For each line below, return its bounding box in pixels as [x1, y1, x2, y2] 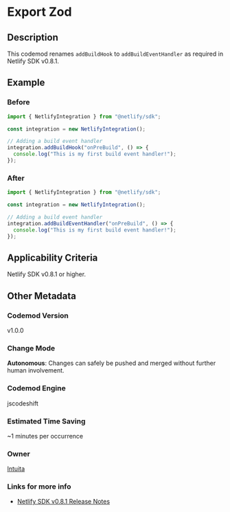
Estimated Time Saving [7, 416, 86, 426]
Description [7, 32, 58, 43]
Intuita [7, 465, 25, 473]
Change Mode [7, 343, 56, 353]
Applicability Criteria [7, 252, 98, 263]
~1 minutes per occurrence [7, 432, 84, 440]
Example [7, 77, 45, 89]
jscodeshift [7, 399, 39, 408]
